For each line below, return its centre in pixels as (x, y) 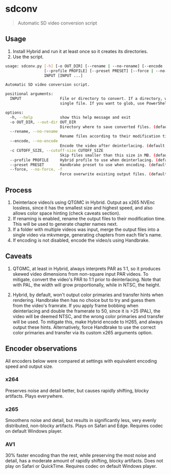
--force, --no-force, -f (36, 169)
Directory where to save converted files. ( (108, 127)
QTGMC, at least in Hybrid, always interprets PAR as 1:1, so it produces (87, 269)
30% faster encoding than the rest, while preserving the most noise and (81, 455)
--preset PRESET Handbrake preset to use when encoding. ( (81, 165)
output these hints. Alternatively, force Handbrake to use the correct (84, 327)
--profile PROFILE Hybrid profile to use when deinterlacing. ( (84, 160)
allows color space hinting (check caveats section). (66, 213)
